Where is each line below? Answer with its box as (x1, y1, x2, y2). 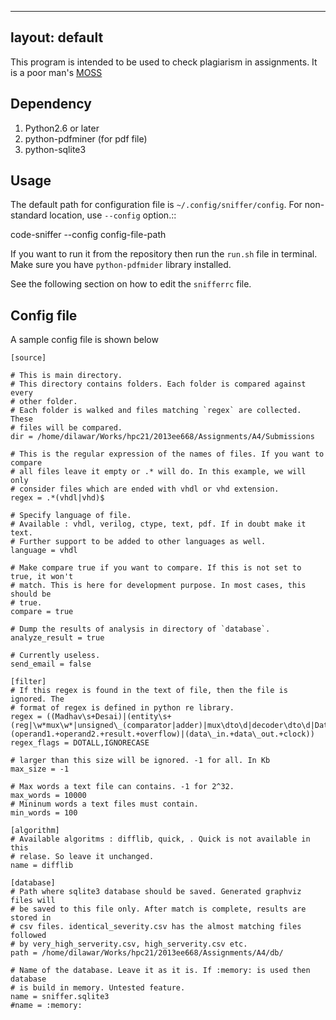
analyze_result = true (10, 633, 105, 643)
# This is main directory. (10, 371, 123, 381)
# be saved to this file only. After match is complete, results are (10, 904, 307, 915)
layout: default (10, 29, 104, 46)
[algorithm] (10, 826, 60, 836)
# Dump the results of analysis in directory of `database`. (10, 624, 271, 635)
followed (10, 931, 47, 941)
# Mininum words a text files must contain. (10, 799, 199, 810)
